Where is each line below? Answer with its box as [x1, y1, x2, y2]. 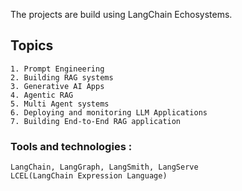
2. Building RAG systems [10, 72, 114, 83]
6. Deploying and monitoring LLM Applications [10, 107, 208, 118]
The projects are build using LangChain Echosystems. [10, 9, 233, 20]
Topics [10, 37, 54, 54]
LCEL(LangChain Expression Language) [10, 171, 168, 181]
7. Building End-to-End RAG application [10, 116, 182, 126]
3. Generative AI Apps [10, 81, 105, 91]
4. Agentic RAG [10, 90, 74, 100]
